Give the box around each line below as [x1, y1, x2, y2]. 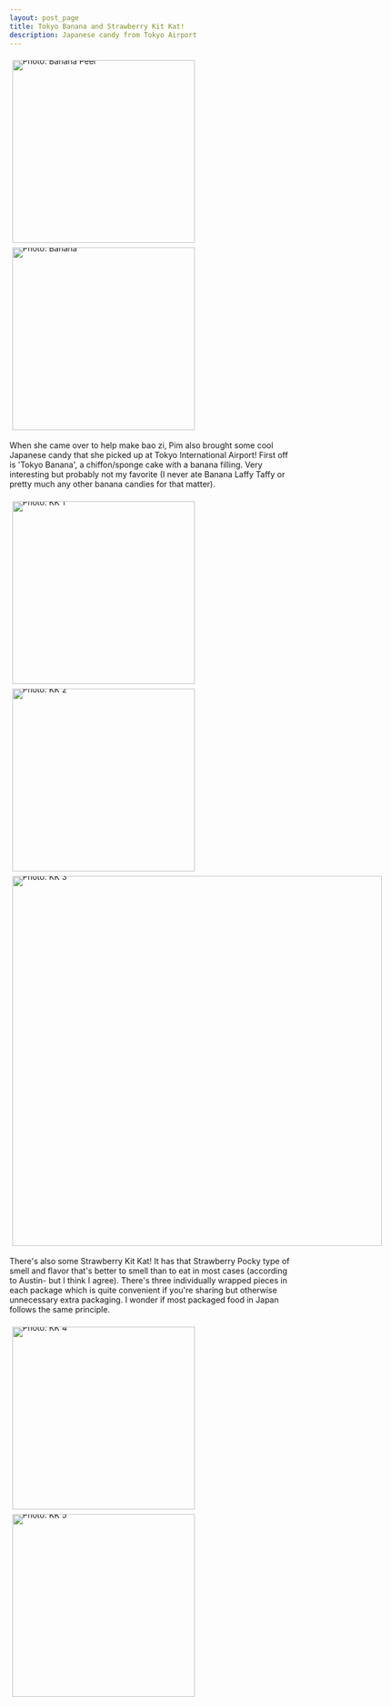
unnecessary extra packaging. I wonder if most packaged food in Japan [9, 1294, 279, 1305]
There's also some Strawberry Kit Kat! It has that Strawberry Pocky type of [9, 1256, 290, 1267]
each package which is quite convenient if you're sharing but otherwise [9, 1285, 277, 1296]
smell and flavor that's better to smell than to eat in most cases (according [9, 1265, 288, 1276]
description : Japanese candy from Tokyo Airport [9, 30, 197, 39]
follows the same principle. [9, 1304, 111, 1315]
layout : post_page [9, 13, 79, 23]
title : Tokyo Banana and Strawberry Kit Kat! [9, 22, 185, 31]
